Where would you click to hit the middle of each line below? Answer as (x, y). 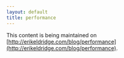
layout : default (27, 12)
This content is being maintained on (52, 35)
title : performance (31, 18)
